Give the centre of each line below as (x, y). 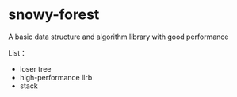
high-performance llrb (56, 77)
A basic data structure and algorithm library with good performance (118, 37)
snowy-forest (54, 15)
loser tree (35, 68)
